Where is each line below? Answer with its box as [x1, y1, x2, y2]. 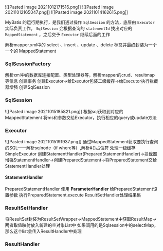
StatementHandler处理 [5, 163, 50, 169]
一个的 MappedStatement [5, 48, 56, 54]
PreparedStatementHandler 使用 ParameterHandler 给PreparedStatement [5, 186, 153, 192]
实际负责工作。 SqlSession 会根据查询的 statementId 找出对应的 [5, 25, 133, 31]
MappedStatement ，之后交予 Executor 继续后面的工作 [5, 32, 110, 37]
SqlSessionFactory [5, 60, 51, 67]
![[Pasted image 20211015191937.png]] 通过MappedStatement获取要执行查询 [5, 138, 158, 144]
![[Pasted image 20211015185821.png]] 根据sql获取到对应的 [5, 108, 124, 114]
